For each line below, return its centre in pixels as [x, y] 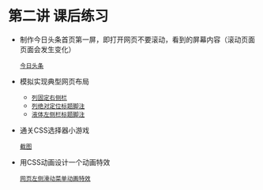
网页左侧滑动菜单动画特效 [55, 178]
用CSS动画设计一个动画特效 [65, 162]
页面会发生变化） [47, 49]
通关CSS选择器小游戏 [54, 130]
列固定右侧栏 [49, 98]
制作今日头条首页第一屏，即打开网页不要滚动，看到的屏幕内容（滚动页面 [137, 39]
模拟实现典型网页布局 [54, 81]
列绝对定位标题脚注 [58, 106]
